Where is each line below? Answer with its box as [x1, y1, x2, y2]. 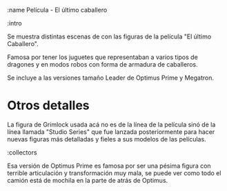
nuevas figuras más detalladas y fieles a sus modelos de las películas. [7, 135, 206, 143]
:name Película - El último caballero [7, 6, 108, 14]
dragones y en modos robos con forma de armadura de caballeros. [7, 60, 198, 68]
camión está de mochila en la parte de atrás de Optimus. [7, 176, 168, 184]
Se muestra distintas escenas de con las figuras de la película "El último [7, 32, 212, 41]
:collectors [7, 148, 37, 157]
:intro [7, 19, 22, 27]
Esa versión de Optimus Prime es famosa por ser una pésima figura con [7, 161, 212, 170]
